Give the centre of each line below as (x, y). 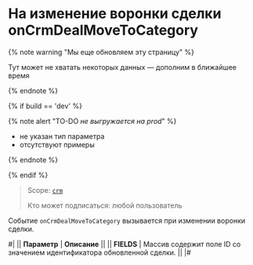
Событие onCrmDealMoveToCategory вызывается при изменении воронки (127, 220)
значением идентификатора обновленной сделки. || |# (100, 252)
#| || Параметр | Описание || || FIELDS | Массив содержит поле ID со (125, 244)
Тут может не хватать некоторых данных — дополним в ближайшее (123, 67)
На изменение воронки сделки (115, 14)
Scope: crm (45, 190)
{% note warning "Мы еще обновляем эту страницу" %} (101, 52)
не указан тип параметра (62, 136)
